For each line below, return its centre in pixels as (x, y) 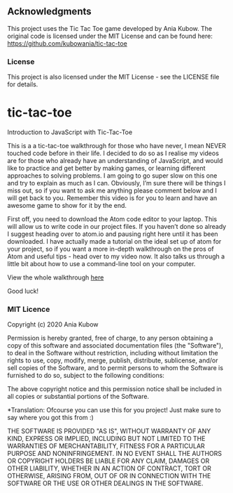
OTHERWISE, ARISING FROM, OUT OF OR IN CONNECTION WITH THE (109, 476)
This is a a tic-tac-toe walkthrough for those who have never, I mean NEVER (116, 146)
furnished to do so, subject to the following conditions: (86, 376)
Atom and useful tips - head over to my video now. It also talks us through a (116, 256)
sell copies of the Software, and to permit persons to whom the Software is (115, 368)
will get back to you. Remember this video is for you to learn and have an (112, 198)
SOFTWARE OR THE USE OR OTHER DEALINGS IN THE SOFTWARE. (105, 483)
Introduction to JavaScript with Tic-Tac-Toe (70, 132)
